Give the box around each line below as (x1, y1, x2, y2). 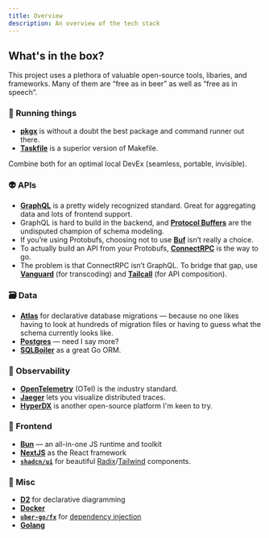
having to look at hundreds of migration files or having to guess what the (19, 320, 262, 329)
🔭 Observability (8, 366, 71, 377)
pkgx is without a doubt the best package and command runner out (19, 126, 245, 135)
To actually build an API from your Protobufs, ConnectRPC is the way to (19, 243, 259, 253)
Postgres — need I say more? (19, 337, 119, 346)
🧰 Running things (8, 108, 77, 119)
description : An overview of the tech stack (8, 19, 160, 27)
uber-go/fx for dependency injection (19, 512, 142, 522)
